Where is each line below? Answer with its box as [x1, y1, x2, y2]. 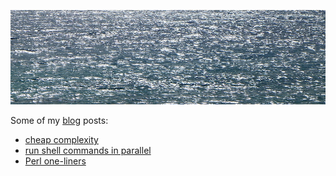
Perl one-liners [24, 155, 87, 167]
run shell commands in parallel [24, 145, 152, 157]
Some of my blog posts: [10, 115, 109, 127]
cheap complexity [24, 134, 99, 146]
